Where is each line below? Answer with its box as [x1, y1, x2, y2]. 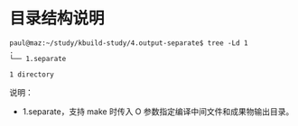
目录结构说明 [9, 8, 106, 29]
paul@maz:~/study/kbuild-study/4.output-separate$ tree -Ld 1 [9, 38, 248, 48]
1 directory [9, 69, 54, 79]
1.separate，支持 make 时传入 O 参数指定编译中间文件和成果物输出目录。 [22, 105, 294, 117]
